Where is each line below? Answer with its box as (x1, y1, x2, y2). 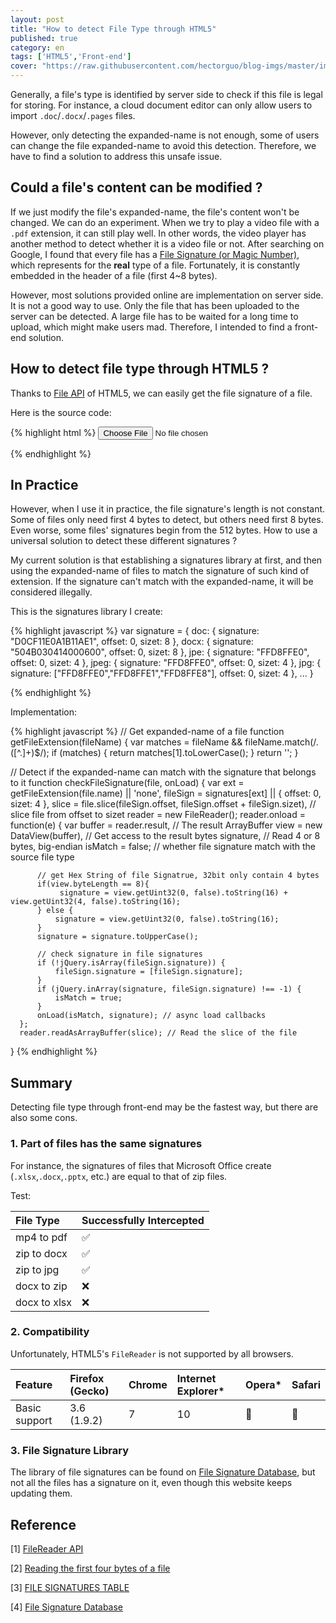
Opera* (245, 1377, 282, 1391)
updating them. (10, 1487, 73, 1500)
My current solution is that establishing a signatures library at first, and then (10, 554, 323, 566)
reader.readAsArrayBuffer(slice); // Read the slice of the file (19, 1028, 298, 1038)
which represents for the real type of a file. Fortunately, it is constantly (10, 259, 300, 271)
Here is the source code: (10, 406, 112, 418)
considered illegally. (10, 586, 93, 598)
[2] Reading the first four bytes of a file (10, 1562, 171, 1574)
